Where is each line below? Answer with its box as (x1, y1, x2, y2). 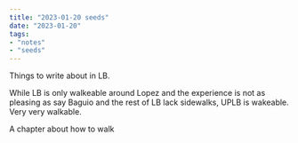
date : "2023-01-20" (9, 21, 82, 30)
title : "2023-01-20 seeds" (9, 12, 109, 22)
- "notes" (9, 37, 46, 47)
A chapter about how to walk (9, 123, 115, 134)
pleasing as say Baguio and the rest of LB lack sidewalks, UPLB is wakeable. (9, 97, 289, 107)
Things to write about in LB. (9, 70, 110, 81)
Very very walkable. (9, 107, 82, 117)
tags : (9, 29, 29, 38)
